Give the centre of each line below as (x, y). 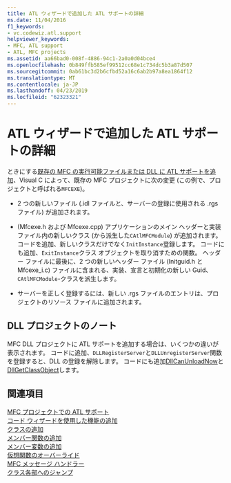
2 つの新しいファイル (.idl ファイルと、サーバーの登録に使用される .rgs (118, 203)
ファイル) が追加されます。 (55, 212)
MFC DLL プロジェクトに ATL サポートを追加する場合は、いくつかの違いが (113, 344)
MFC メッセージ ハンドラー (46, 464)
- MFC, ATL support (35, 46)
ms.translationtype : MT (41, 78)
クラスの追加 (25, 429)
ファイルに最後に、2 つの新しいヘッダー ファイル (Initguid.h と (114, 261)
